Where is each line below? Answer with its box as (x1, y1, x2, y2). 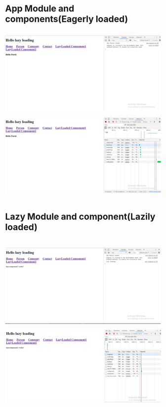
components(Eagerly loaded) (5, 13, 128, 25)
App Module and (5, 3, 75, 14)
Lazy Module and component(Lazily (5, 211, 156, 222)
